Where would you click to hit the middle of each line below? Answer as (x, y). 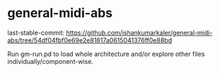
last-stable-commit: (36, 33)
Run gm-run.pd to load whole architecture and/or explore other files (106, 54)
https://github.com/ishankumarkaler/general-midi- (139, 33)
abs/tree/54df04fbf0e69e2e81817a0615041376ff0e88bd (89, 40)
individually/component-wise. (51, 61)
